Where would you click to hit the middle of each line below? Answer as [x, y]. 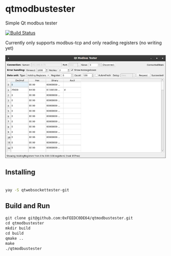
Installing [20, 172]
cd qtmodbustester [25, 223]
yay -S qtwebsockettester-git [37, 190]
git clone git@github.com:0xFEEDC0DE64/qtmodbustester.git [69, 218]
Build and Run [27, 206]
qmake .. [15, 239]
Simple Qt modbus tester [31, 23]
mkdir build [18, 229]
